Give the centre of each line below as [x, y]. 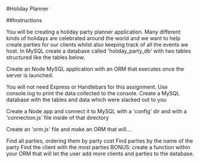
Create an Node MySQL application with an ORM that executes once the [95, 69]
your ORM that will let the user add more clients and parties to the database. [100, 153]
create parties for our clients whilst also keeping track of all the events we [97, 45]
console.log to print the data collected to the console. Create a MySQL [93, 93]
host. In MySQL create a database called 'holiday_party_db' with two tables [99, 51]
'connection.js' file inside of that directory [57, 117]
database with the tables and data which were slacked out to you [86, 99]
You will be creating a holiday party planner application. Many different [93, 32]
